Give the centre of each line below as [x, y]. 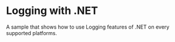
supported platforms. [32, 33]
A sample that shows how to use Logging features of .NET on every [88, 27]
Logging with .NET [52, 11]
